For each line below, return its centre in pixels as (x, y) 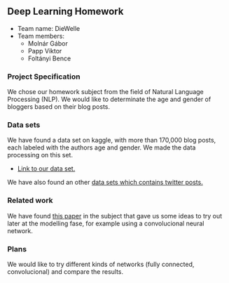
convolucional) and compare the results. (65, 272)
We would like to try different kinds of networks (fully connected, (101, 264)
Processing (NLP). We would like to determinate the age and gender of (109, 99)
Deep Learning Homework (65, 12)
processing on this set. (40, 155)
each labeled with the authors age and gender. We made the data (102, 147)
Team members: (41, 36)
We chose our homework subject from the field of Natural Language (106, 92)
